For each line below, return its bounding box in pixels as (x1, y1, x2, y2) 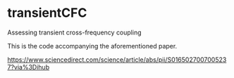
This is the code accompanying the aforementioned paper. (7, 41, 178, 50)
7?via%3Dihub (7, 63, 50, 71)
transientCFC (7, 5, 87, 21)
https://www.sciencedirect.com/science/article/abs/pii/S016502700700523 (7, 55, 227, 64)
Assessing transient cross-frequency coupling (7, 28, 142, 37)
